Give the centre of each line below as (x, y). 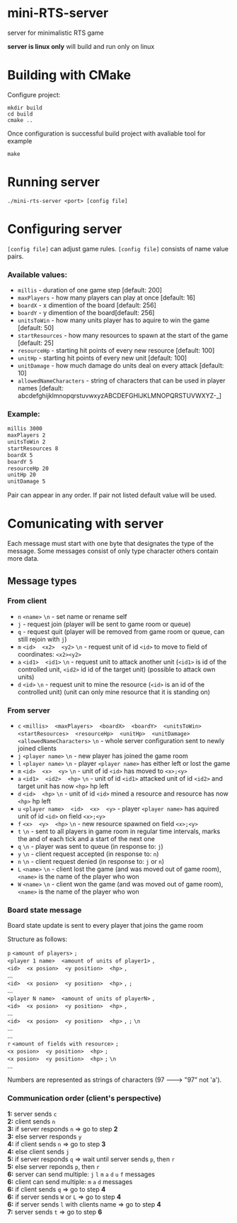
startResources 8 (33, 449)
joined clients (37, 748)
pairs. (16, 256)
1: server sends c (32, 1114)
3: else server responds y (45, 1136)
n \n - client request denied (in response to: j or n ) (91, 862)
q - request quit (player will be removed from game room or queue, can (121, 631)
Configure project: (34, 94)
